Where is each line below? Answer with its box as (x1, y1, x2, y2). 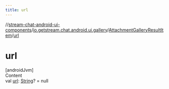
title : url (5, 7, 29, 13)
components (5, 26, 32, 33)
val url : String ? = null (5, 77, 49, 84)
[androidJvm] (5, 67, 34, 73)
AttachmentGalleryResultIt (108, 26, 164, 33)
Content (5, 72, 22, 78)
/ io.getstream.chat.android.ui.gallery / (31, 26, 109, 33)
